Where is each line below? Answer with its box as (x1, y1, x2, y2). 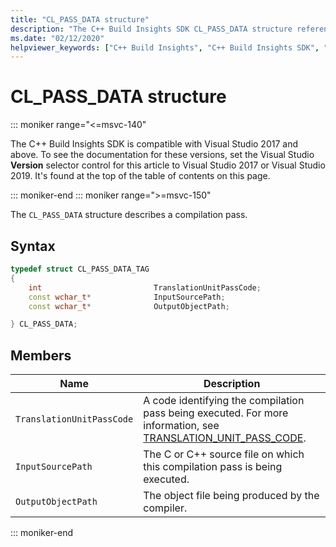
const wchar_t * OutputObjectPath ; (28, 301, 230, 311)
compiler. (143, 501, 188, 515)
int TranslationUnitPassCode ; (28, 282, 262, 293)
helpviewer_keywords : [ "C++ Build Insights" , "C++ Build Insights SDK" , (10, 42, 320, 53)
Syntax (10, 237, 56, 255)
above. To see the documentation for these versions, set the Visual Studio (10, 149, 315, 161)
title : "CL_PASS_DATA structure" (10, 14, 150, 25)
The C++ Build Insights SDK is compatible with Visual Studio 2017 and (10, 138, 299, 150)
